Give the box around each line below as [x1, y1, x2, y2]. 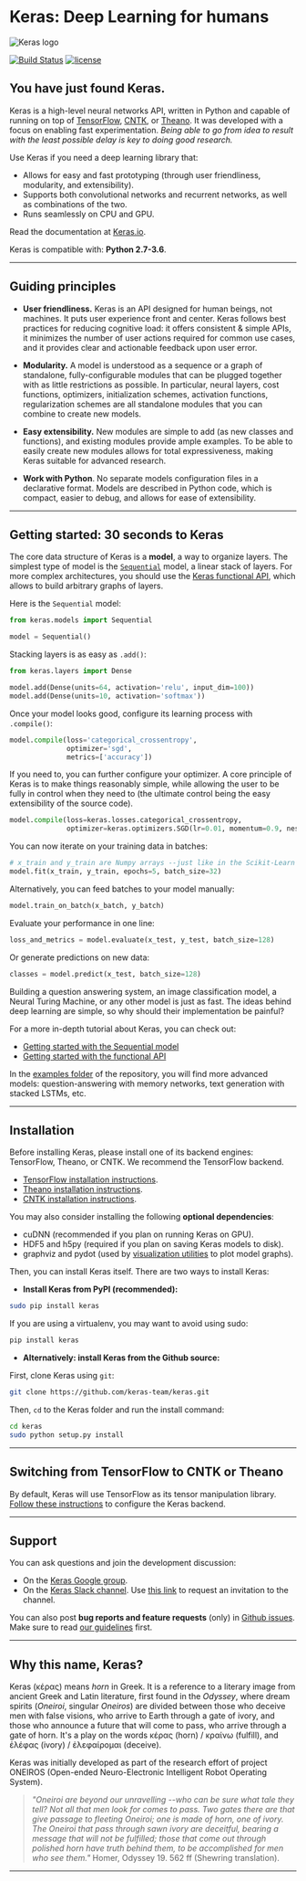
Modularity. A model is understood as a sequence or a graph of [22, 359, 263, 371]
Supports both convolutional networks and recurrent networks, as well [22, 189, 288, 200]
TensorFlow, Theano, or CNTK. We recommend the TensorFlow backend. [9, 1157, 284, 1168]
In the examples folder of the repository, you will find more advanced [9, 1068, 269, 1079]
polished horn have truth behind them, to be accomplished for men [31, 1843, 284, 1854]
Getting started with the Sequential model [22, 1041, 179, 1051]
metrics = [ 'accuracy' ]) [66, 752, 153, 762]
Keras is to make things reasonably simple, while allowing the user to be [9, 778, 280, 789]
